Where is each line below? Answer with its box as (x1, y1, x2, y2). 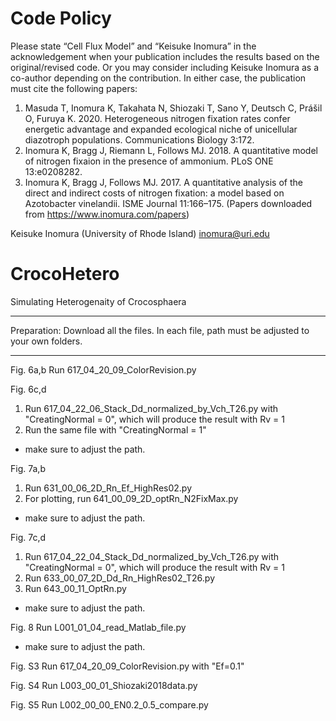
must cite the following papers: (10, 82, 138, 94)
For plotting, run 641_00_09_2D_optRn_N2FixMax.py (24, 492, 239, 504)
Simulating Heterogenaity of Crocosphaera (10, 295, 187, 307)
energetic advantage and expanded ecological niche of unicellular (24, 123, 298, 135)
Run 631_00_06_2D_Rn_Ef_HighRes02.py (24, 482, 193, 494)
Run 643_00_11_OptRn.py (24, 582, 127, 594)
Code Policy (10, 7, 112, 30)
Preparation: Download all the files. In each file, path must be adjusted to (10, 324, 310, 336)
